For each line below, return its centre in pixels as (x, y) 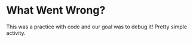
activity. (16, 33)
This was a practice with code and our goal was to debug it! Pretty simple (96, 27)
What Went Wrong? (56, 10)
